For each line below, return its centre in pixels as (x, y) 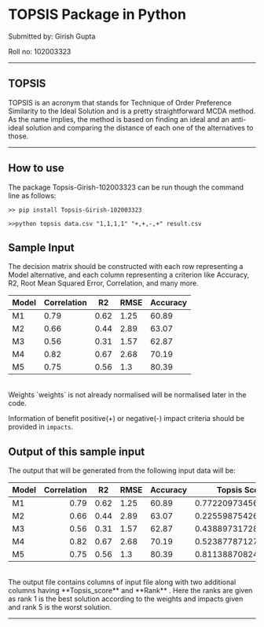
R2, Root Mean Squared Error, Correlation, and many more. (103, 283)
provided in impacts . (41, 427)
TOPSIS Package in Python (97, 15)
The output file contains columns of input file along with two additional (122, 582)
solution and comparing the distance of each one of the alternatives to (139, 127)
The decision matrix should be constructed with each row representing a (126, 267)
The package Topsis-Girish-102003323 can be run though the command (126, 187)
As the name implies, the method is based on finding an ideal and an (119, 119)
